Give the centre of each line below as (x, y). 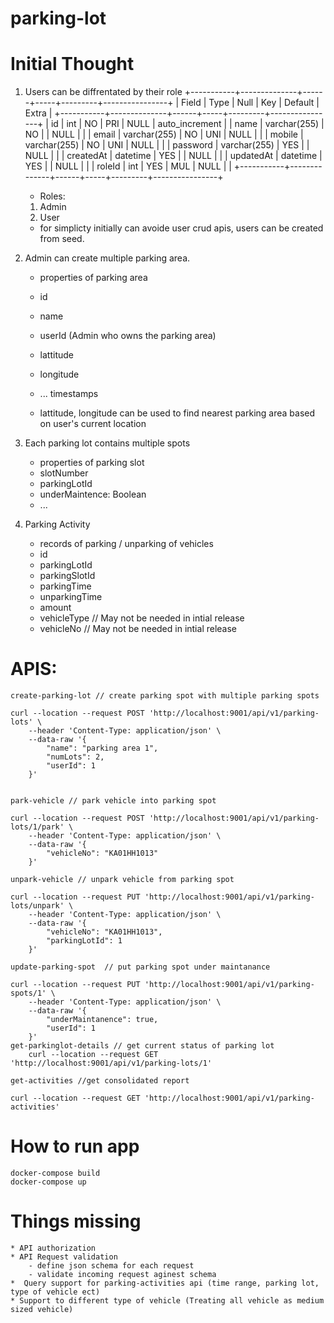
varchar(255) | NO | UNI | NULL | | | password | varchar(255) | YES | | (167, 145)
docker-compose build (55, 1173)
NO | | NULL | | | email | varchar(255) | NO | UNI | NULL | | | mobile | (164, 134)
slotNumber (64, 473)
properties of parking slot (92, 463)
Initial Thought (72, 64)
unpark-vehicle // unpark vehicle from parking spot (122, 880)
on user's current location (93, 424)
